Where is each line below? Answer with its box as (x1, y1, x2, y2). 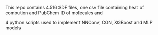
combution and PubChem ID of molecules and (5, 10, 103, 16)
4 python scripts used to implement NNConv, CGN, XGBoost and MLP (5, 20, 153, 25)
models (5, 25, 22, 31)
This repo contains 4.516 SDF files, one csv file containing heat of (5, 5, 144, 10)
